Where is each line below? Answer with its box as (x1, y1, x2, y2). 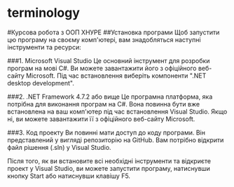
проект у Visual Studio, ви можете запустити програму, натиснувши (7, 164, 210, 172)
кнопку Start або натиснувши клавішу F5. (7, 172, 131, 180)
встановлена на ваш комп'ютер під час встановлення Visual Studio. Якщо (7, 107, 228, 116)
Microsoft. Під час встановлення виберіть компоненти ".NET (25, 71, 207, 80)
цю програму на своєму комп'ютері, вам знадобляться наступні (7, 35, 201, 43)
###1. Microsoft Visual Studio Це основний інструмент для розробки (7, 56, 210, 64)
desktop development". (7, 78, 75, 87)
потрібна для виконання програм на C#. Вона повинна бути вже (7, 99, 200, 108)
